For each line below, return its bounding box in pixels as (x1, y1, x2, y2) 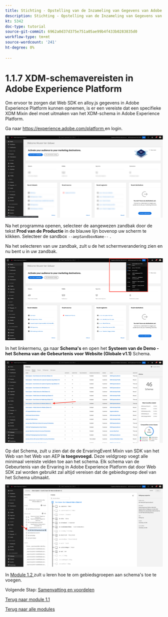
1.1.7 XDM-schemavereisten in (5, 73, 133, 84)
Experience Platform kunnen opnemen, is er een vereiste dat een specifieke (5, 105, 161, 111)
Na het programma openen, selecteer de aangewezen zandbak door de (5, 223, 152, 229)
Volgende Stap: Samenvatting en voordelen (5, 587, 95, 593)
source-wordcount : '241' (5, 40, 57, 45)
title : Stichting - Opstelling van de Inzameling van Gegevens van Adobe (5, 8, 162, 13)
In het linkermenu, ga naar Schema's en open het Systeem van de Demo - (5, 345, 159, 351)
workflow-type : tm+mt (5, 35, 50, 40)
